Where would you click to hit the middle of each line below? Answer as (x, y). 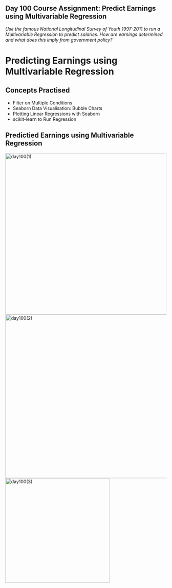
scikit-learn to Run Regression (45, 119)
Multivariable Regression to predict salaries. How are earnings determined (84, 34)
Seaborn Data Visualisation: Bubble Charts (57, 108)
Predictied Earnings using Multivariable (70, 135)
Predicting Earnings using (61, 61)
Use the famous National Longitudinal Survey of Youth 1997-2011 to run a (83, 29)
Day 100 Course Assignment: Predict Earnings (81, 8)
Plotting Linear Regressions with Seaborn (56, 114)
